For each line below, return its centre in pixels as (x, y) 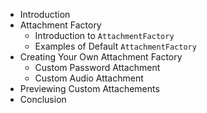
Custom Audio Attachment (89, 78)
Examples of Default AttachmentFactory (115, 46)
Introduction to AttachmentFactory (104, 35)
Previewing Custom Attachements (89, 88)
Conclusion (43, 99)
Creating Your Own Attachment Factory (101, 57)
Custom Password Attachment (97, 67)
